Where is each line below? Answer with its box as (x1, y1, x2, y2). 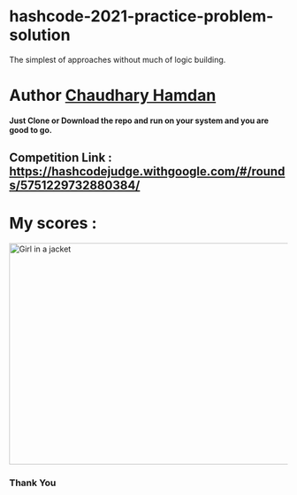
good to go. (9, 124, 53, 135)
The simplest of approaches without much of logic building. (9, 54, 226, 65)
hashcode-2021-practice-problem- (9, 6, 274, 27)
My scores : (9, 213, 97, 234)
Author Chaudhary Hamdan (9, 86, 217, 105)
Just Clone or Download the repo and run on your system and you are (9, 115, 270, 126)
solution (9, 25, 71, 45)
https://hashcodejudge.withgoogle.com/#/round (9, 164, 286, 179)
